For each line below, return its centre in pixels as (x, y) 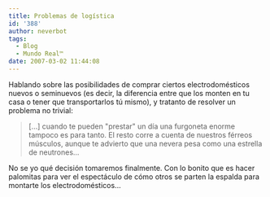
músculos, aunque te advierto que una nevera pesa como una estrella (145, 143)
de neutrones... (54, 152)
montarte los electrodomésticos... (65, 185)
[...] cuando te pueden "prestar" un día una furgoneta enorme (132, 126)
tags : (17, 39)
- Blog (27, 46)
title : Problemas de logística (61, 16)
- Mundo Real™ (39, 54)
